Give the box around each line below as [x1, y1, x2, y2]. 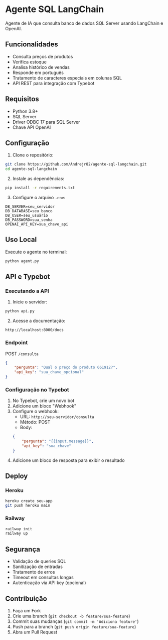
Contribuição [5, 594, 48, 603]
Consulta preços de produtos [12, 53, 73, 59]
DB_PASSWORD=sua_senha [5, 217, 53, 222]
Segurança [5, 545, 40, 553]
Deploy [5, 472, 28, 481]
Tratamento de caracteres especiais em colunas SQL [12, 74, 122, 81]
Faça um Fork [12, 607, 41, 613]
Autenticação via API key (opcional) [12, 580, 86, 586]
